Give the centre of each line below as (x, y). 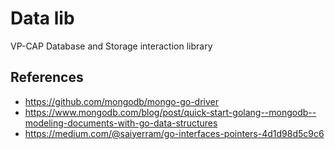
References (47, 77)
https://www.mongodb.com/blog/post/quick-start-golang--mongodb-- (170, 112)
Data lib (42, 18)
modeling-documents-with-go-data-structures (121, 123)
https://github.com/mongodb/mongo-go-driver (122, 101)
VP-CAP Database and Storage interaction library (111, 46)
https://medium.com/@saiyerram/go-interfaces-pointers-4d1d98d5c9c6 (174, 133)
